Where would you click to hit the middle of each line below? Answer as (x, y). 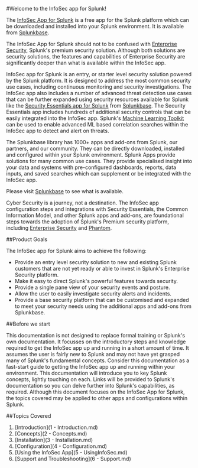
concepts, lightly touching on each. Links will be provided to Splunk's (90, 379)
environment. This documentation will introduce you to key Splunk (87, 373)
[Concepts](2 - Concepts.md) (51, 433)
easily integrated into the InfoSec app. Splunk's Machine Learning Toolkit (95, 118)
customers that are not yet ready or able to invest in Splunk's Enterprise (102, 269)
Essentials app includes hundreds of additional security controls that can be (98, 112)
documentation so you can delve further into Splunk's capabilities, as (90, 386)
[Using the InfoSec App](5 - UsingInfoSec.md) (71, 452)
